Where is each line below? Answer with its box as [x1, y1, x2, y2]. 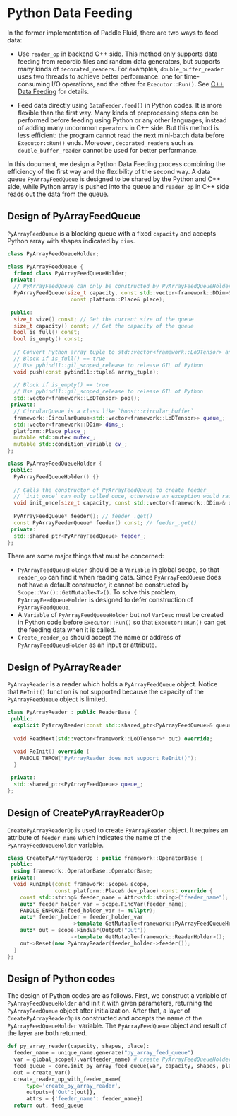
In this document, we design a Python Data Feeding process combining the [7, 159, 226, 168]
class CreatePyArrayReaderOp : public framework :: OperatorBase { [7, 854, 203, 861]
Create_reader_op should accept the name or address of [17, 633, 181, 642]
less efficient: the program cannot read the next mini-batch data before [17, 131, 225, 139]
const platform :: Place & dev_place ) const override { [54, 887, 213, 894]
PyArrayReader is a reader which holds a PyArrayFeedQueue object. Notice [7, 680, 218, 689]
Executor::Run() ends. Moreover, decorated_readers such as [17, 138, 194, 146]
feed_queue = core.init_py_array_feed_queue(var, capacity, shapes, [13, 1062, 219, 1069]
